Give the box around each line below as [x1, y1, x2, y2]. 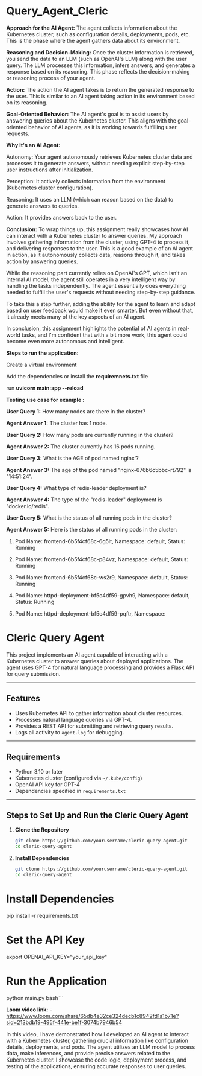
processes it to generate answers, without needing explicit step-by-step [6, 159, 185, 167]
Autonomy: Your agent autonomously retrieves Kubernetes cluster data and [6, 153, 194, 161]
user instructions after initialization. [6, 166, 93, 173]
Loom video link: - [6, 1006, 52, 1013]
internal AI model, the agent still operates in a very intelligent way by [6, 276, 176, 283]
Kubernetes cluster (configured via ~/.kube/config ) [14, 774, 142, 782]
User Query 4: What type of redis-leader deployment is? [6, 484, 147, 491]
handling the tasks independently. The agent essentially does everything [6, 282, 186, 289]
